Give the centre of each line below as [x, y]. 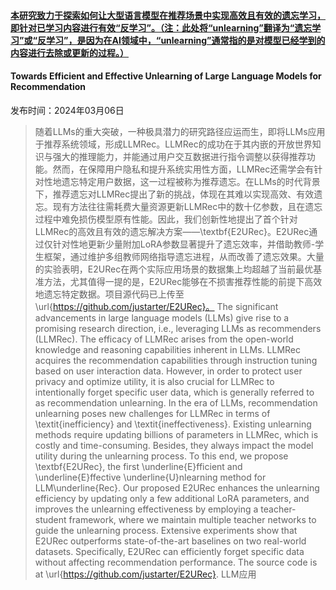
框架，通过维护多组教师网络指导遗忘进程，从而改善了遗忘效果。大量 [184, 256]
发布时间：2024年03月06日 [67, 110]
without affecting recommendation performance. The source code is [176, 562]
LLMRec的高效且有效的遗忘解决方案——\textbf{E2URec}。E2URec [172, 231]
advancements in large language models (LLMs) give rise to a [162, 317]
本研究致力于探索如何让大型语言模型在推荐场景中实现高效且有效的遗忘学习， [168, 15]
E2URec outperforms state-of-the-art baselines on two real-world [170, 541]
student [50, 519]
